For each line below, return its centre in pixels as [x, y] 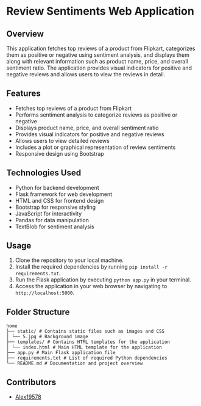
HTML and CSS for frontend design [59, 200]
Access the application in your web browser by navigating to [91, 286]
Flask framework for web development [64, 194]
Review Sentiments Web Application [100, 11]
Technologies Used [44, 173]
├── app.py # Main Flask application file [61, 353]
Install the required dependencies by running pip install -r [91, 267]
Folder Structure [38, 312]
